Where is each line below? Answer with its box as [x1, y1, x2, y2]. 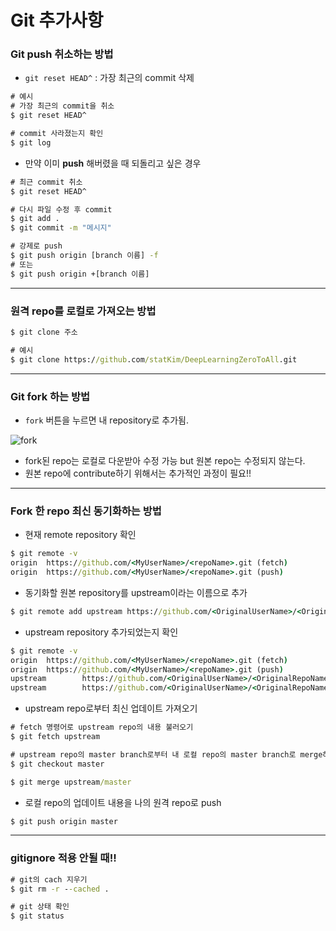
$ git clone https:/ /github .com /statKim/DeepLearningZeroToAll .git [10, 354, 298, 365]
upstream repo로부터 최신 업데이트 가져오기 [24, 702, 198, 715]
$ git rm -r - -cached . [10, 884, 110, 894]
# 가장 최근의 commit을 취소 [10, 101, 115, 111]
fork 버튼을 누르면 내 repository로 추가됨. [24, 414, 189, 426]
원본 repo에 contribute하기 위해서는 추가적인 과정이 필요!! [24, 467, 252, 479]
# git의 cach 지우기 [10, 874, 88, 885]
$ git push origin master [10, 816, 118, 826]
